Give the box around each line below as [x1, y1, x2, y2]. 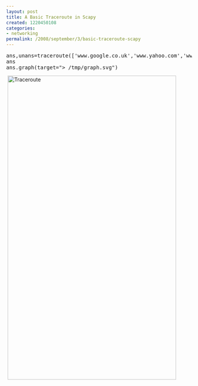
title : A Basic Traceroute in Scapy [6, 14, 96, 20]
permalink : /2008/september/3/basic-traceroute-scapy [6, 36, 141, 42]
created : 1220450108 [6, 20, 57, 25]
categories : [6, 25, 35, 31]
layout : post [6, 8, 38, 15]
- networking [6, 31, 38, 37]
